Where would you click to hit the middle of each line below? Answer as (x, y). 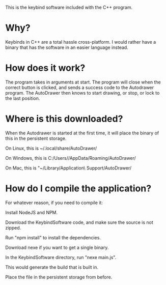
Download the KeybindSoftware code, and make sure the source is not (79, 222)
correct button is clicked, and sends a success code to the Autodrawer (80, 87)
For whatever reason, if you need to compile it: (54, 203)
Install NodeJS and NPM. (32, 212)
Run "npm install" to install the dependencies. (53, 237)
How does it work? (45, 68)
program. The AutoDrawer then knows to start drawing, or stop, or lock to (82, 93)
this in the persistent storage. (36, 138)
